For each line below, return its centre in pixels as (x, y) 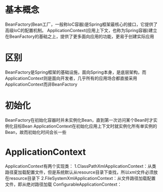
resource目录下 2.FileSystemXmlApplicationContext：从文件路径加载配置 (82, 178)
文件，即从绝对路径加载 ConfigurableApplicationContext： (63, 184)
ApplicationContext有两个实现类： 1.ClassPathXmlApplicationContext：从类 (81, 166)
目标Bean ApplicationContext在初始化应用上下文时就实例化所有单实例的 (85, 126)
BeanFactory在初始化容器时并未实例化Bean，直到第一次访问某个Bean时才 (79, 120)
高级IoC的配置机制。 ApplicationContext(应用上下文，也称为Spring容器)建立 (81, 30)
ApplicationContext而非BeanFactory (41, 84)
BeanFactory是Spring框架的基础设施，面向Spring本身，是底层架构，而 (76, 72)
